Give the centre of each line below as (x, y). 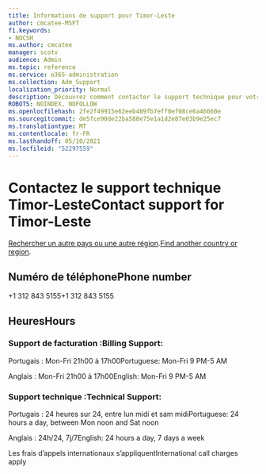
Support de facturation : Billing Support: (86, 344)
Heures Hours (42, 321)
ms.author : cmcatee (40, 45)
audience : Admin (35, 60)
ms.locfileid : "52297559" (51, 148)
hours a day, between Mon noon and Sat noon (84, 422)
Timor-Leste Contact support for (116, 204)
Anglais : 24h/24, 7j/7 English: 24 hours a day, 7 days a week (106, 438)
